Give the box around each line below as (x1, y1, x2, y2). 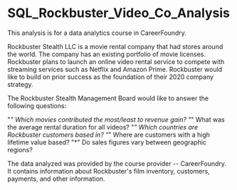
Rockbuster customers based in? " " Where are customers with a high (7, 130, 211, 139)
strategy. (7, 80, 33, 88)
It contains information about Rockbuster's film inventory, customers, (7, 167, 210, 175)
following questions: (7, 101, 67, 110)
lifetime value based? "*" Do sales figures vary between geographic (7, 137, 207, 147)
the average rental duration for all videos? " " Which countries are (7, 122, 199, 131)
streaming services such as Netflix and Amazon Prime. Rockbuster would (7, 65, 223, 73)
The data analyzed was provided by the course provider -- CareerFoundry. (7, 159, 226, 168)
